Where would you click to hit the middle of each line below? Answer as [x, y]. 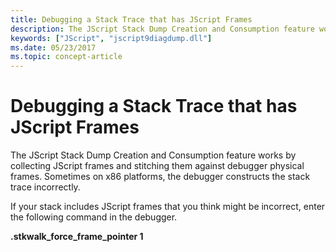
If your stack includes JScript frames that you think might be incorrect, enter [168, 207]
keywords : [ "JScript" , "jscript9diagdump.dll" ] [111, 38]
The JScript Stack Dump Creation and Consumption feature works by [153, 155]
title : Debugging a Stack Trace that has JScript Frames [131, 19]
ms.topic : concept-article [66, 57]
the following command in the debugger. [94, 217]
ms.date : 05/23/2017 [53, 47]
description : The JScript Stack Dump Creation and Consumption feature [162, 29]
